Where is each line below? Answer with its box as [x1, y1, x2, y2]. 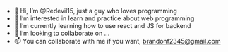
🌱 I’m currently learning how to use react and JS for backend [13, 22, 191, 30]
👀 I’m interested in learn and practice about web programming [13, 14, 195, 22]
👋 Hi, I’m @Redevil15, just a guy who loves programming [13, 7, 178, 15]
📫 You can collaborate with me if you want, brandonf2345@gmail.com [13, 37, 221, 45]
